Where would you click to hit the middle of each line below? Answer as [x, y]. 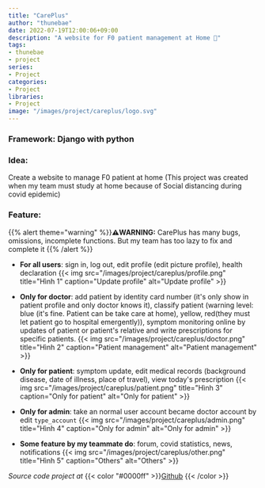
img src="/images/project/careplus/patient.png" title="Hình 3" [121, 387]
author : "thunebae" [40, 23]
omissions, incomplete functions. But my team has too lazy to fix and [120, 240]
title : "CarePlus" [38, 15]
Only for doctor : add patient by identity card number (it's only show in [134, 296]
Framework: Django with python [71, 139]
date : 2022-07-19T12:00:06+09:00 [63, 30]
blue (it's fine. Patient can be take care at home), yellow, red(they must [135, 313]
